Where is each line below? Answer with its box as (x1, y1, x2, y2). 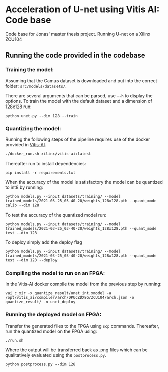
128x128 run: (5, 103, 32, 110)
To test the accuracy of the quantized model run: (5, 211, 107, 218)
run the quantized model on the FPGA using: (5, 328, 97, 334)
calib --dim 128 (5, 203, 39, 208)
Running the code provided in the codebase (5, 51, 145, 60)
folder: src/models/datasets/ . (5, 83, 67, 89)
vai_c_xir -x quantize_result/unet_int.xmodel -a (5, 291, 112, 296)
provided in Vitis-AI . (5, 141, 46, 147)
